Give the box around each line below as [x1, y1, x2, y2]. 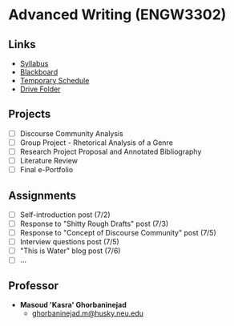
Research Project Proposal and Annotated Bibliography [19, 147, 202, 156]
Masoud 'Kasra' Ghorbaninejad [19, 300, 127, 310]
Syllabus [19, 58, 49, 68]
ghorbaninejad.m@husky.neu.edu [31, 308, 144, 318]
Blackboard [19, 67, 58, 77]
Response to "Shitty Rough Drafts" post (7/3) [19, 219, 169, 228]
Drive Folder [19, 84, 61, 94]
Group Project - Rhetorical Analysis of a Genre [19, 138, 174, 147]
